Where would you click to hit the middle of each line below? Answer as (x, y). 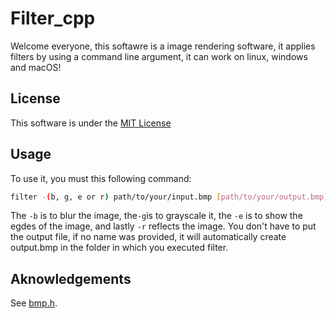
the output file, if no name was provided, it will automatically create (148, 237)
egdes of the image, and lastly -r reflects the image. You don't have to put (163, 226)
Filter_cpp (53, 18)
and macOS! (36, 67)
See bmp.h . (34, 303)
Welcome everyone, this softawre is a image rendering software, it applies (163, 46)
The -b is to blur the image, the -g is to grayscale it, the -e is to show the (156, 216)
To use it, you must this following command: (101, 178)
